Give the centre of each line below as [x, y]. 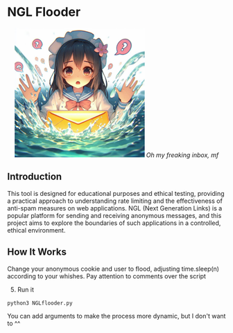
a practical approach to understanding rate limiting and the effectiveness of [115, 201]
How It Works [37, 252]
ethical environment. [36, 230]
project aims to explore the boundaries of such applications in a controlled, [114, 223]
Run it [26, 289]
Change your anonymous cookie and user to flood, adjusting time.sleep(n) [113, 269]
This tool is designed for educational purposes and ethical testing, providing [116, 193]
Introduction [35, 177]
